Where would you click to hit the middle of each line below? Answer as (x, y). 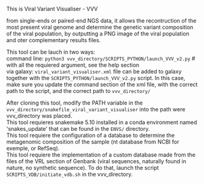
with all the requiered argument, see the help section (73, 65)
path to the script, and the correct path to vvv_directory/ (78, 91)
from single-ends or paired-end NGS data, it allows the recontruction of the (101, 20)
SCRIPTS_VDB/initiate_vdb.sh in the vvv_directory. (70, 174)
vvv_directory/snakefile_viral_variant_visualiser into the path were (96, 109)
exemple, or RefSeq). (33, 148)
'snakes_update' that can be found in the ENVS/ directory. (78, 129)
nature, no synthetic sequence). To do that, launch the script (83, 168)
